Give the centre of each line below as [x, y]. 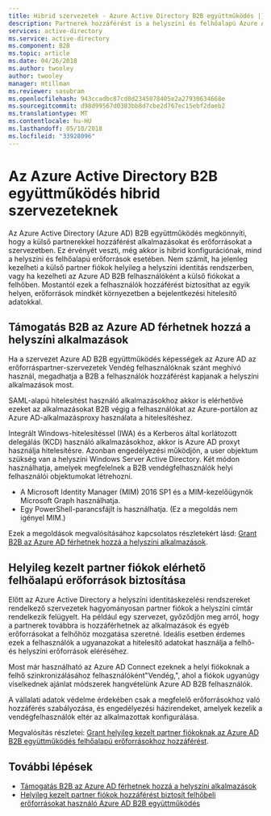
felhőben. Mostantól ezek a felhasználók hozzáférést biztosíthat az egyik [129, 285]
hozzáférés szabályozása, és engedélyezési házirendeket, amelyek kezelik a [135, 708]
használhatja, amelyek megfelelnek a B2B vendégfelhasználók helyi [121, 468]
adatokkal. [25, 302]
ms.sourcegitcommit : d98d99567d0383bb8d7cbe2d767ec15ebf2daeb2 [117, 106]
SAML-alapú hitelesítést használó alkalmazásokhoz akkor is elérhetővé [126, 400]
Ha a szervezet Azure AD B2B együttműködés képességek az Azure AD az [132, 359]
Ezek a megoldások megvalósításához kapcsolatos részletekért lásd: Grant [133, 534]
